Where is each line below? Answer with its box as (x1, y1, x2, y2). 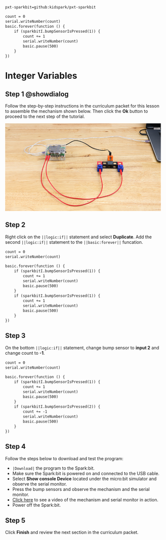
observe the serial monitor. (12, 481, 67, 487)
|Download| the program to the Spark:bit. (12, 465, 95, 471)
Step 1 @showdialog (5, 90, 69, 98)
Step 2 (5, 220, 26, 229)
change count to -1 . (5, 350, 45, 356)
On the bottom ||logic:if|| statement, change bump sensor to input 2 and (5, 344, 160, 351)
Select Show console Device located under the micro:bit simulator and (12, 476, 157, 482)
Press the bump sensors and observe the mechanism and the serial (12, 486, 150, 492)
